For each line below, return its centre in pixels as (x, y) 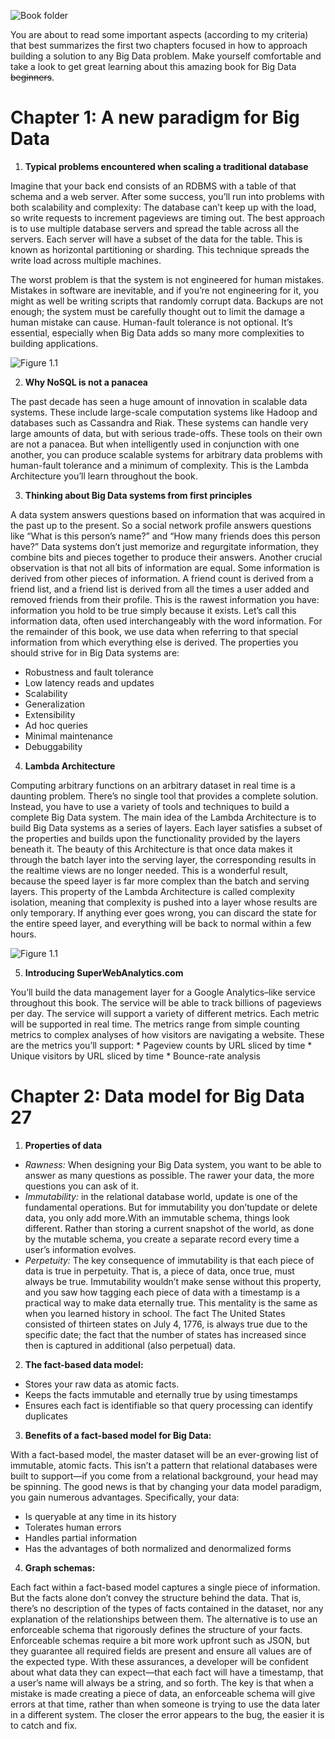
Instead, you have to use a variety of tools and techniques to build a (150, 806)
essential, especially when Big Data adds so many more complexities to (157, 332)
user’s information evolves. (80, 1249)
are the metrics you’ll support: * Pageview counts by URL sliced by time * (161, 1045)
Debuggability (53, 746)
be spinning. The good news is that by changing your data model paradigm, (166, 1486)
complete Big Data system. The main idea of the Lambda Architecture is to (163, 817)
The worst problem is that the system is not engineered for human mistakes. (167, 279)
